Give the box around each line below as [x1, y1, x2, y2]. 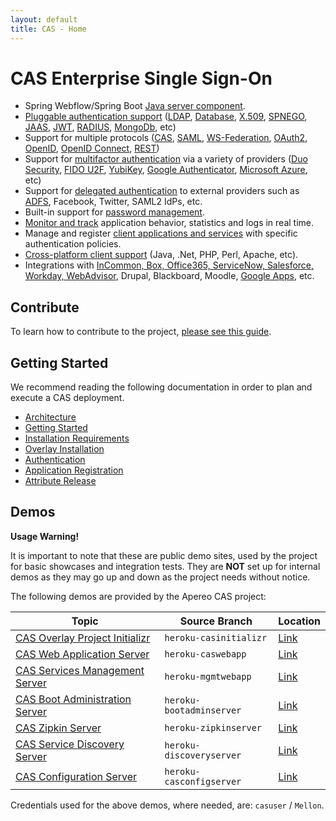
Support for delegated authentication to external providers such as [24, 185, 300, 197]
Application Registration [24, 464, 124, 476]
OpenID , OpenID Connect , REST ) [24, 142, 160, 155]
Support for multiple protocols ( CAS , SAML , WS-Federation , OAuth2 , [24, 132, 308, 144]
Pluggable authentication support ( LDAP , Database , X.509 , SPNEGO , [24, 111, 308, 123]
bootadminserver [164, 704, 242, 716]
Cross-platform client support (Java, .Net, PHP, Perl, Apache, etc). [24, 249, 299, 261]
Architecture [24, 411, 77, 423]
